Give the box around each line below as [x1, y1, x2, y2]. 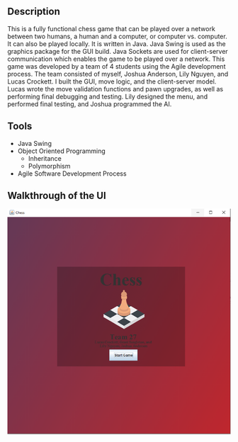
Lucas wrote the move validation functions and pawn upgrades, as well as [7, 84, 224, 93]
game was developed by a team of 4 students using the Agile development [7, 62, 226, 70]
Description [7, 6, 60, 18]
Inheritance [28, 154, 62, 162]
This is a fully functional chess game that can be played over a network [7, 24, 216, 33]
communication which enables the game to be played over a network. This [7, 55, 225, 63]
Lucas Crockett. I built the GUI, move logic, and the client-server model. [7, 77, 217, 86]
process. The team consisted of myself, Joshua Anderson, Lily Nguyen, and [7, 69, 229, 78]
